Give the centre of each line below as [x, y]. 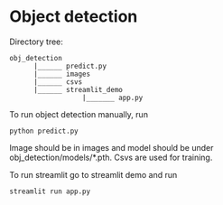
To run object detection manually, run [79, 114]
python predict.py [44, 131]
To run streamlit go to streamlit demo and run [93, 174]
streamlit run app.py [50, 191]
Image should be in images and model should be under [111, 147]
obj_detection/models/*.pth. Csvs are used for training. [111, 157]
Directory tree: [36, 42]
